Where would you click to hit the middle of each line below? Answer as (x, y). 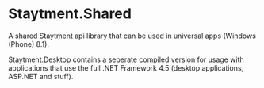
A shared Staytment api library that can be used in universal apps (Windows (132, 36)
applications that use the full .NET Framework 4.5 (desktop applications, (126, 67)
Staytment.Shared (70, 14)
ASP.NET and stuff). (41, 76)
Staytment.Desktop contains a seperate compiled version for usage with (126, 59)
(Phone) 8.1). (29, 44)
